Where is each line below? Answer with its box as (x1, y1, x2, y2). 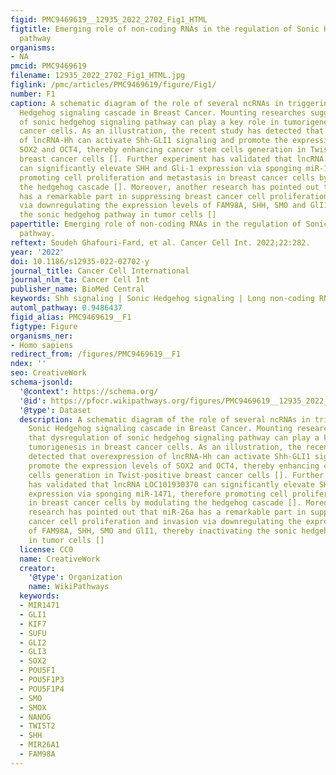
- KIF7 (19, 619, 47, 629)
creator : (19, 563, 56, 573)
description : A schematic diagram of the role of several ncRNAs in (19, 414, 311, 425)
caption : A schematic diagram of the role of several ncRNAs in (10, 98, 284, 108)
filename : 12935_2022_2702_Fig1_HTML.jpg (10, 71, 186, 81)
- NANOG (19, 712, 52, 722)
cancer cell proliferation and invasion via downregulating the (28, 517, 302, 527)
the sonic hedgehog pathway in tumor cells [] (19, 210, 217, 220)
